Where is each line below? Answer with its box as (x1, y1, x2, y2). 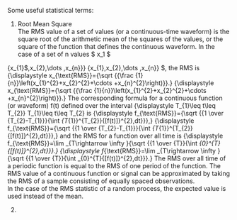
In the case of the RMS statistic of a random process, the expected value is (7, 185, 226, 192)
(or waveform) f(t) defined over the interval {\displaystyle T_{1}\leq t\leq (7, 101, 216, 109)
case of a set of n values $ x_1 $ (17, 50, 111, 58)
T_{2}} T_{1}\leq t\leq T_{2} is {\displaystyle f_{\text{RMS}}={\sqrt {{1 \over (7, 109, 224, 117)
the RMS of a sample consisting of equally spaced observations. (7, 177, 195, 185)
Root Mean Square (17, 20, 72, 28)
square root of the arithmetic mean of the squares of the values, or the (17, 35, 224, 43)
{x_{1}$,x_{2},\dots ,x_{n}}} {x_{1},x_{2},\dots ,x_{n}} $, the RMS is (7, 64, 200, 72)
